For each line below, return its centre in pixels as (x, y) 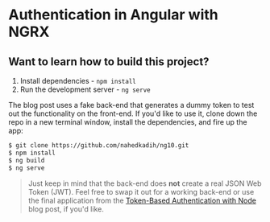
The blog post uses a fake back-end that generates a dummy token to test (131, 105)
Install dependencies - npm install (78, 81)
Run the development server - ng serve (85, 89)
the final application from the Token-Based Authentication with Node (142, 200)
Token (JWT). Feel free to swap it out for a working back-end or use (141, 191)
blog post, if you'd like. (66, 209)
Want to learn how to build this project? (109, 62)
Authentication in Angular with (114, 15)
